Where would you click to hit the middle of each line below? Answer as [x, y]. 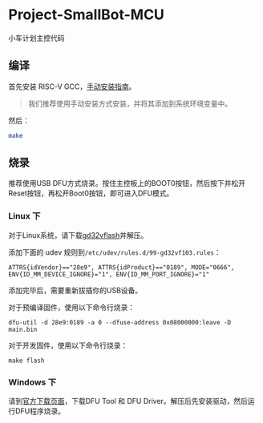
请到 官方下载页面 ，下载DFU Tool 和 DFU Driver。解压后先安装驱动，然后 [128, 401]
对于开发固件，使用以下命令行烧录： [68, 345]
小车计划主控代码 [36, 38]
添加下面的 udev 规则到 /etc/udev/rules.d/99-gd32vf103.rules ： [115, 252]
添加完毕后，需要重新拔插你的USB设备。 [75, 290]
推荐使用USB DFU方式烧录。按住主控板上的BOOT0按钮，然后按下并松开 [127, 183]
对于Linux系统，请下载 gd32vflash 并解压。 [78, 235]
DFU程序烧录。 [40, 411]
